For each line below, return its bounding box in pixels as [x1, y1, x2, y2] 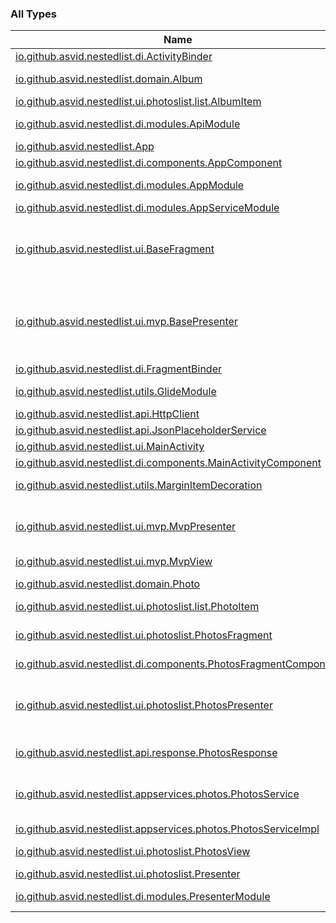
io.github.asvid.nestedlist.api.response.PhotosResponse [15, 746, 278, 760]
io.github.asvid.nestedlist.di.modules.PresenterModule [15, 890, 271, 904]
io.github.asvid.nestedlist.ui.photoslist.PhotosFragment [15, 628, 273, 642]
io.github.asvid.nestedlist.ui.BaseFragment [15, 242, 215, 256]
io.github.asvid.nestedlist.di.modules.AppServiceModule [15, 201, 280, 215]
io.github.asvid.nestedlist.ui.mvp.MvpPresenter [15, 520, 237, 534]
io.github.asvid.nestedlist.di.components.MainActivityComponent [15, 456, 322, 470]
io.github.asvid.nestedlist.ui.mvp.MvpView [15, 555, 213, 569]
